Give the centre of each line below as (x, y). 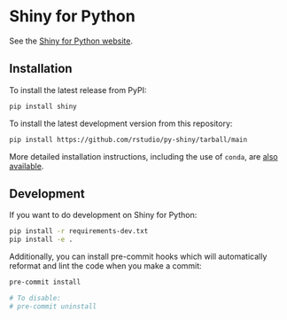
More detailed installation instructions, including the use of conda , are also (143, 156)
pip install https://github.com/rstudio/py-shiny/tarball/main (128, 139)
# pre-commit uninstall (53, 306)
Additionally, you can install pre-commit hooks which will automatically (138, 257)
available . (27, 166)
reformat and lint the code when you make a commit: (105, 266)
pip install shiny (43, 106)
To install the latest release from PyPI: (78, 90)
